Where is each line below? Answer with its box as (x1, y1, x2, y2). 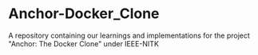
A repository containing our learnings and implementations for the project (8, 31, 250, 40)
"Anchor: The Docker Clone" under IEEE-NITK (8, 38, 160, 48)
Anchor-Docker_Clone (8, 5, 160, 23)
